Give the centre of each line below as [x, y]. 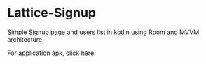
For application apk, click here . [51, 53]
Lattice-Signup [52, 13]
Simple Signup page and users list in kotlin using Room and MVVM [103, 32]
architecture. [26, 39]
